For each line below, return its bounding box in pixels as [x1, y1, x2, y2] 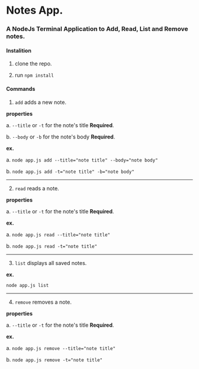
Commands [6, 85, 36, 92]
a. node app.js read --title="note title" [6, 231, 111, 238]
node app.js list [6, 282, 49, 288]
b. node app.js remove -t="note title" [6, 356, 102, 363]
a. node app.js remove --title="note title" [6, 344, 116, 351]
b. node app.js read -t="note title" [6, 242, 98, 250]
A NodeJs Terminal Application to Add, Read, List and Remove [6, 25, 188, 33]
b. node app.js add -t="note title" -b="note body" [6, 168, 134, 175]
